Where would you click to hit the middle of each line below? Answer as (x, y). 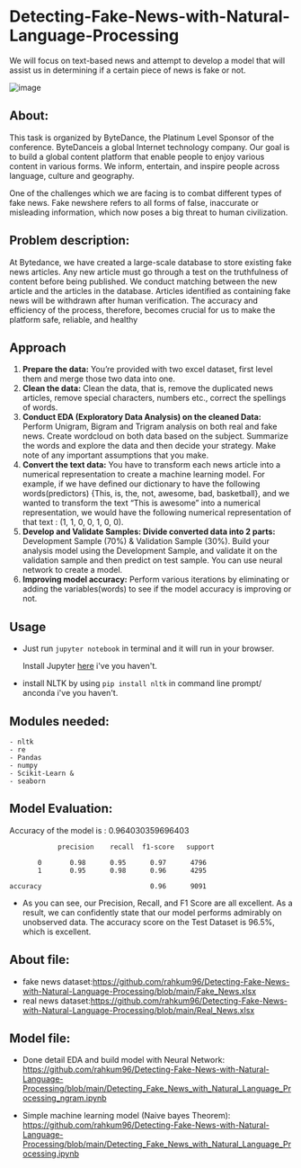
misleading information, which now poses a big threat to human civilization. (149, 212)
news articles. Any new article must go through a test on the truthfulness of (149, 272)
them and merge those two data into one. (99, 379)
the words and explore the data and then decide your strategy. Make (149, 446)
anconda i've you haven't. (70, 693)
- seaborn (28, 781)
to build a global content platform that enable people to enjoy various (137, 156)
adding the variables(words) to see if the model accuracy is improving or (157, 589)
